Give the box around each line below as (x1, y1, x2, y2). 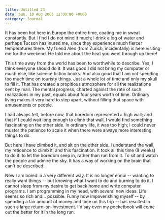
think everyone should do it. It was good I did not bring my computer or (5, 65, 150, 71)
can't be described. (5, 163, 45, 169)
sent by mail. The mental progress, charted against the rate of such (5, 87, 142, 93)
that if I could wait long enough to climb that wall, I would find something (5, 117, 153, 123)
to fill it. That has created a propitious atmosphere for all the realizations (5, 81, 151, 87)
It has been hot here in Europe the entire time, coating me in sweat (5, 30, 140, 36)
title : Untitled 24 (5, 7, 45, 12)
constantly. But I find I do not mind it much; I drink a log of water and (5, 35, 144, 41)
